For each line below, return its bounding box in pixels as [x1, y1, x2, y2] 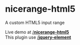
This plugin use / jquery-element [5, 34, 71, 40]
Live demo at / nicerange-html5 [5, 29, 70, 35]
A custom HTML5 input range [5, 20, 65, 25]
